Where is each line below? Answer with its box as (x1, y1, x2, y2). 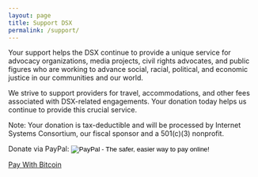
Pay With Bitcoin (8, 160, 62, 170)
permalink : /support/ (8, 26, 80, 34)
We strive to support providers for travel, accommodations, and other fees (8, 88, 251, 98)
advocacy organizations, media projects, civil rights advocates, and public (8, 56, 250, 66)
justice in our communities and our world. (8, 73, 144, 83)
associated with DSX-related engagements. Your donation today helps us (8, 96, 247, 107)
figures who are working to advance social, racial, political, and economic (8, 65, 249, 74)
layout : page (8, 11, 51, 20)
